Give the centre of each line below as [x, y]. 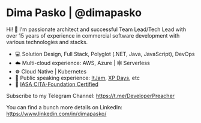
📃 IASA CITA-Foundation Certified [57, 84]
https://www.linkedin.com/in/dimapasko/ [56, 113]
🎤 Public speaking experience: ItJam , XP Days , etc [77, 78]
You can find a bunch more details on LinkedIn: [64, 107]
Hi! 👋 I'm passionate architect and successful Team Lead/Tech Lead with [96, 29]
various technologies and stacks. [47, 42]
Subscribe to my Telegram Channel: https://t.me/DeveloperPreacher [91, 96]
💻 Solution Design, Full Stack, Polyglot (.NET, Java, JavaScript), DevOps [105, 54]
